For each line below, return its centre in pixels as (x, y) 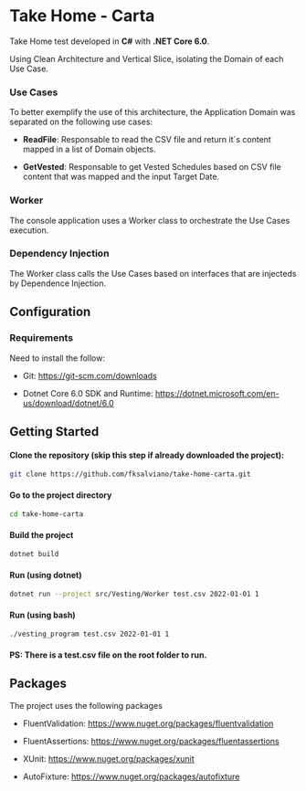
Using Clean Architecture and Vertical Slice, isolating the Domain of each (147, 58)
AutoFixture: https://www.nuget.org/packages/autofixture (131, 776)
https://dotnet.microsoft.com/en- (217, 393)
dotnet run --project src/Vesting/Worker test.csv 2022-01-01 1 (134, 595)
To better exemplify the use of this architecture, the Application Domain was (153, 112)
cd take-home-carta (47, 514)
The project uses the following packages (86, 705)
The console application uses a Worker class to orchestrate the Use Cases (150, 220)
